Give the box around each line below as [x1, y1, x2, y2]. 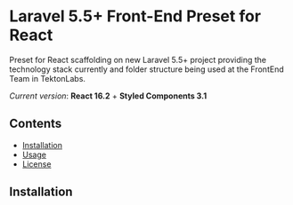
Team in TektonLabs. [9, 73, 86, 83]
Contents [9, 116, 62, 131]
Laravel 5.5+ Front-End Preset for [9, 6, 261, 27]
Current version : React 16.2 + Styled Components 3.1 [9, 91, 208, 101]
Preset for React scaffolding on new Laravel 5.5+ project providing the [9, 54, 267, 65]
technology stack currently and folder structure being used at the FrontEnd [9, 64, 284, 75]
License [21, 158, 52, 170]
